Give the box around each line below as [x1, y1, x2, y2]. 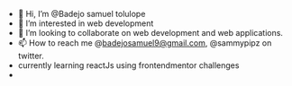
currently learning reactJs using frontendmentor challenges [17, 60, 240, 71]
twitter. [17, 50, 45, 61]
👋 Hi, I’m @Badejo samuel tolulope [17, 9, 146, 19]
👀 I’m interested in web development [17, 18, 154, 29]
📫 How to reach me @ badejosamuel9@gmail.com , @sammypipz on [17, 38, 272, 48]
